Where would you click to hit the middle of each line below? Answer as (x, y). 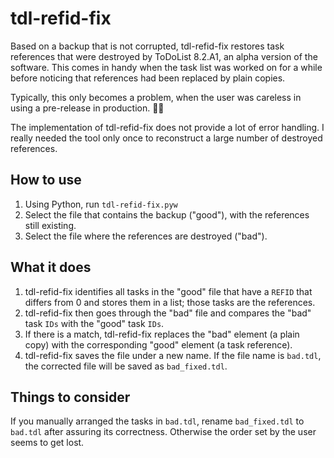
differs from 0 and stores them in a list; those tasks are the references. (170, 302)
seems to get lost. (47, 443)
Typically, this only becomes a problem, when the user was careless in (156, 97)
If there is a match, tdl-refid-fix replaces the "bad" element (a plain (162, 334)
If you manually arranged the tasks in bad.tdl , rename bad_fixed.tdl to (157, 421)
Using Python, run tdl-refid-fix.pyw (101, 204)
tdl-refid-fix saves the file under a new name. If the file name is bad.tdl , (173, 355)
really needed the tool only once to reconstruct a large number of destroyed (166, 138)
